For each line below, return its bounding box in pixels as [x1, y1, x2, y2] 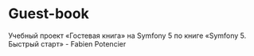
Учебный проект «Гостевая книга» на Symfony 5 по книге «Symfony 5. [8, 31, 247, 40]
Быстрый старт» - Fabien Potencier [8, 39, 127, 48]
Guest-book [8, 5, 89, 23]
